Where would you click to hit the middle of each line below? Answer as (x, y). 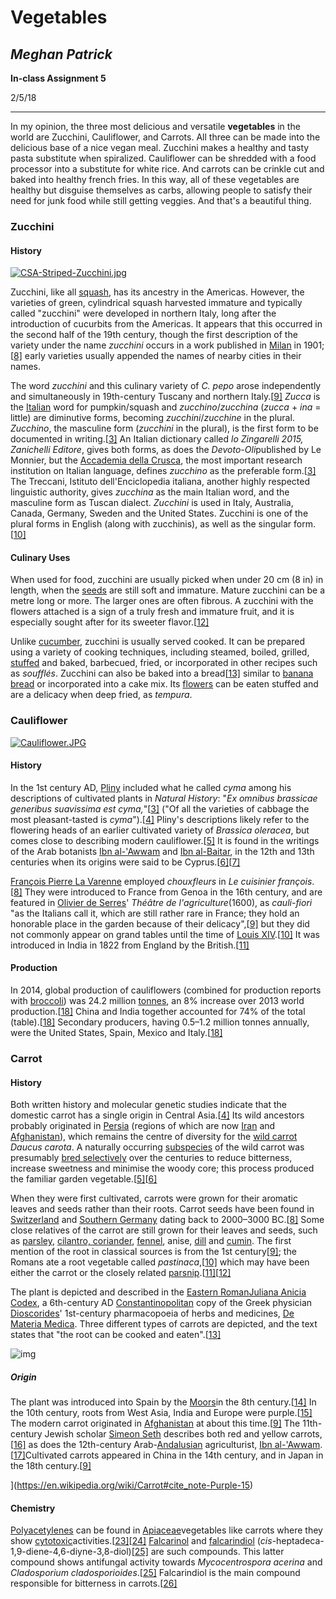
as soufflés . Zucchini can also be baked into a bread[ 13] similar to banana (162, 673)
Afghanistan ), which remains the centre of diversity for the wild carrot (154, 1137)
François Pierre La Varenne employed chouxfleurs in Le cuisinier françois (161, 881)
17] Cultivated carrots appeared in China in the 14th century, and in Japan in (168, 1455)
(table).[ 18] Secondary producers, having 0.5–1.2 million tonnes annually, (160, 1022)
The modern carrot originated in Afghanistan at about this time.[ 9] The (155, 1423)
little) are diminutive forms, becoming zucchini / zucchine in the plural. (152, 418)
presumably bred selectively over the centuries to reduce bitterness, (151, 1158)
